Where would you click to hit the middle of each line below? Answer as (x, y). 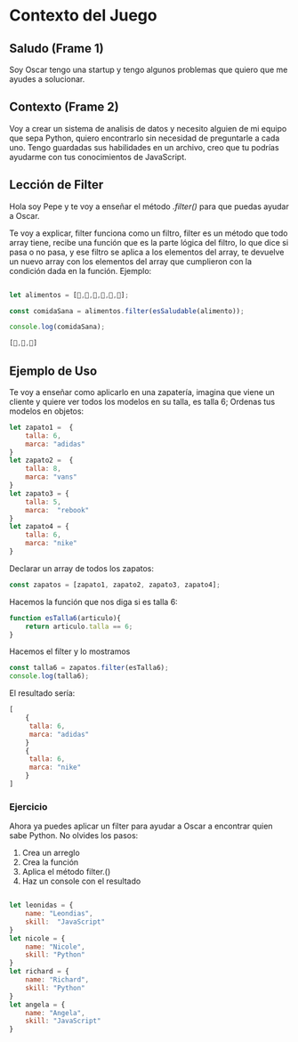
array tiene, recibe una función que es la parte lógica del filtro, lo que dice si (149, 242)
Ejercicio (28, 806)
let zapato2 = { (41, 460)
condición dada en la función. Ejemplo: (81, 271)
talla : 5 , (44, 502)
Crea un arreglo (51, 853)
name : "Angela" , (56, 1013)
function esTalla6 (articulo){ (65, 618)
